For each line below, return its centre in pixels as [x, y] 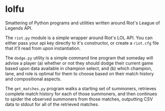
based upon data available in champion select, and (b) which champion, [79, 68]
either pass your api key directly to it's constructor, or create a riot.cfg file [82, 43]
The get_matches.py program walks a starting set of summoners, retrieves [81, 88]
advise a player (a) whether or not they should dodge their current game [79, 63]
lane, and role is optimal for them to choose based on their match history [80, 73]
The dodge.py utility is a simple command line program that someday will [79, 57]
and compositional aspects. [33, 79]
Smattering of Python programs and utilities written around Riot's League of [82, 23]
